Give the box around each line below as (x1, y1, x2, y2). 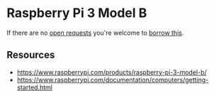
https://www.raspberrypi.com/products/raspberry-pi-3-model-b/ (16, 67, 207, 76)
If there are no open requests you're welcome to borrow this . (6, 28, 184, 37)
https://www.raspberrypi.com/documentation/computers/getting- (16, 75, 209, 84)
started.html (16, 83, 52, 92)
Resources (6, 49, 55, 61)
